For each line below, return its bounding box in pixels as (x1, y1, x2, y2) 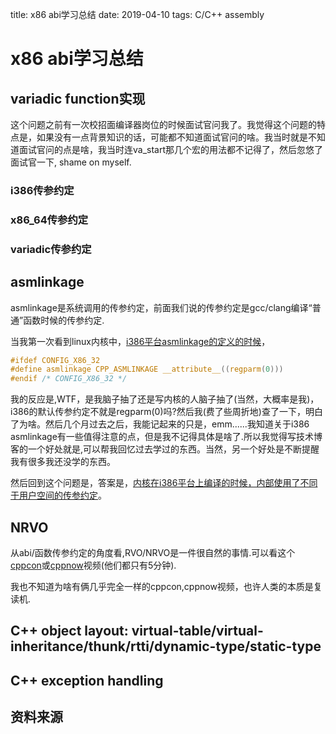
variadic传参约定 (10, 242, 92, 256)
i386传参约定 (10, 183, 75, 197)
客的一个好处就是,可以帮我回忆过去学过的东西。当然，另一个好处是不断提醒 (10, 443, 320, 455)
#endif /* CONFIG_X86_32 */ (10, 374, 128, 384)
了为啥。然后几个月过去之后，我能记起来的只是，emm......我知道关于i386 (10, 418, 310, 430)
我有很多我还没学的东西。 (10, 456, 116, 468)
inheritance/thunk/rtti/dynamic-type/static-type (10, 638, 322, 655)
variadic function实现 (10, 90, 146, 107)
